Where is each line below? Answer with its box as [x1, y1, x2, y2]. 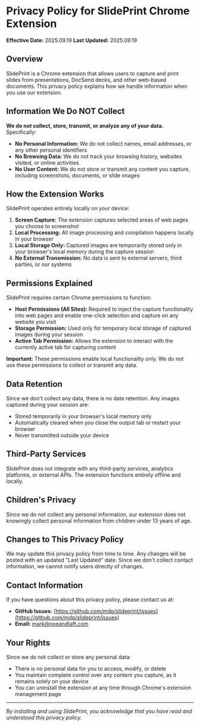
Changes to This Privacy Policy [6, 535, 124, 545]
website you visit [14, 318, 57, 326]
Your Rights [6, 637, 51, 648]
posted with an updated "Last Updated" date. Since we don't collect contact [6, 557, 193, 564]
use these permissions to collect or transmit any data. [6, 361, 138, 369]
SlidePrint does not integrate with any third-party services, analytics [6, 465, 174, 472]
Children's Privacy [6, 495, 76, 505]
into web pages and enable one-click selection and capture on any [14, 312, 179, 319]
